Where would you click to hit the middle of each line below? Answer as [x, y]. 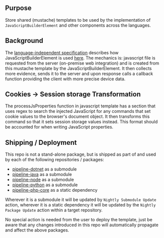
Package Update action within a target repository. [54, 210]
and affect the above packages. [37, 230]
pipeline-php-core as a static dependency [55, 190]
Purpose [18, 8]
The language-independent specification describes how [62, 52]
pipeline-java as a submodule [42, 174]
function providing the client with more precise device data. [65, 79]
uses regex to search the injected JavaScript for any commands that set [78, 111]
